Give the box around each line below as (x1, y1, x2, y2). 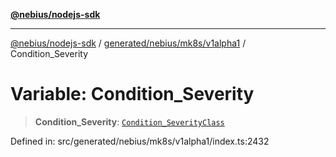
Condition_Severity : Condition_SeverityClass (34, 115, 225, 128)
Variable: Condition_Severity (10, 83, 255, 106)
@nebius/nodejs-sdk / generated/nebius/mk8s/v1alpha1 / (10, 37, 247, 49)
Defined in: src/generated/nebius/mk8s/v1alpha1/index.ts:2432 (10, 135, 270, 147)
